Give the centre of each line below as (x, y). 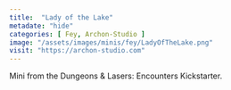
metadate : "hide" (41, 26)
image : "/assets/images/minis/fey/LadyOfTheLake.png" (111, 42)
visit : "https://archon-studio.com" (77, 51)
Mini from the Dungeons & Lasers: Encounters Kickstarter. (116, 76)
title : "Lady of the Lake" (62, 17)
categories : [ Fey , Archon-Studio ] (77, 34)
